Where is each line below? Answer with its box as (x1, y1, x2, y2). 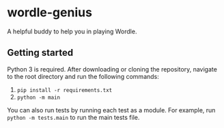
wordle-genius (7, 5, 92, 20)
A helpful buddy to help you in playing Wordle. (7, 27, 137, 35)
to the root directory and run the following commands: (7, 72, 159, 80)
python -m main (16, 94, 61, 101)
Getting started (7, 47, 74, 59)
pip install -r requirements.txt (16, 86, 113, 93)
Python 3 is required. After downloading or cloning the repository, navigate (7, 65, 217, 73)
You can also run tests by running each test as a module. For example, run (7, 106, 216, 114)
